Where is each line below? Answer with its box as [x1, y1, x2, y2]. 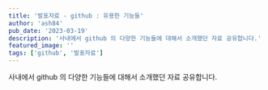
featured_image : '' [8, 42, 74, 50]
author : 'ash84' [8, 19, 63, 27]
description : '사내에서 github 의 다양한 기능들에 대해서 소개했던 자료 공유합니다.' [8, 34, 262, 43]
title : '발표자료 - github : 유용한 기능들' [8, 11, 144, 20]
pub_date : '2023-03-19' [8, 27, 89, 35]
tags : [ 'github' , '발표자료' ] [8, 49, 104, 57]
